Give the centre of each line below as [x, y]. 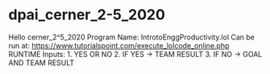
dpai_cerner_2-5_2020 [87, 15]
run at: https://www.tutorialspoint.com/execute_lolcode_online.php [119, 45]
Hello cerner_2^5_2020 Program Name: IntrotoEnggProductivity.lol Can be [132, 37]
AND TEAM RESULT [42, 63]
